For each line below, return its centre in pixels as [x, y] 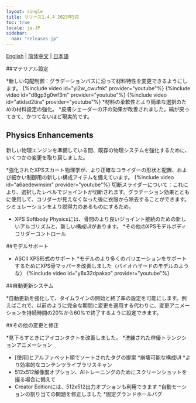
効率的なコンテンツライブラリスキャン [66, 364]
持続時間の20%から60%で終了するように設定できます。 [94, 313]
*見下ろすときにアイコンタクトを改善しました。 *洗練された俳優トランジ [94, 337]
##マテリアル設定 [27, 69]
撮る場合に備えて [35, 379]
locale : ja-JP [23, 28]
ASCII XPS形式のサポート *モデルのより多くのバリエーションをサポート [101, 258]
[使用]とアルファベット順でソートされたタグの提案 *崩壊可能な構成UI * [100, 357]
